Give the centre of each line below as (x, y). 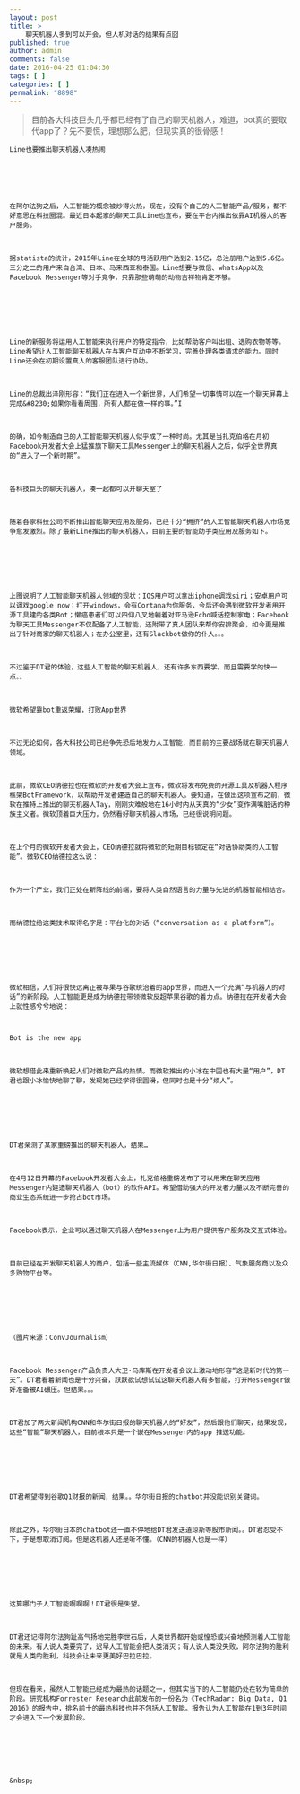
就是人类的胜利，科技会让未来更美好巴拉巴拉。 (83, 1656)
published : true (39, 43)
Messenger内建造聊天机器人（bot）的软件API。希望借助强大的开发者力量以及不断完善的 (149, 1187)
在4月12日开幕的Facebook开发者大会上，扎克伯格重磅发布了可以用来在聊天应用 (135, 1178)
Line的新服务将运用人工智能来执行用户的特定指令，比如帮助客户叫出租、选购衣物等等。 (147, 342)
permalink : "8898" (43, 92)
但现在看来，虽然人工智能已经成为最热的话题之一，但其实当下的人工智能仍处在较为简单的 (149, 1689)
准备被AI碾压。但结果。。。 (56, 1389)
